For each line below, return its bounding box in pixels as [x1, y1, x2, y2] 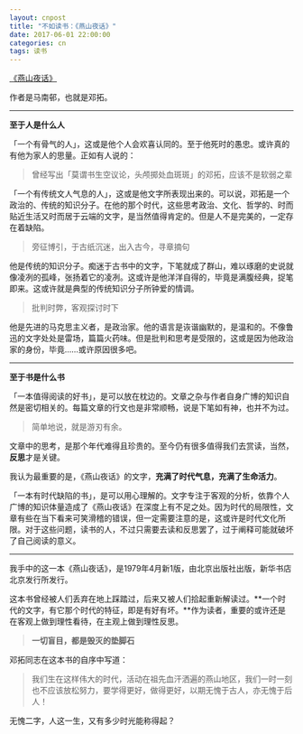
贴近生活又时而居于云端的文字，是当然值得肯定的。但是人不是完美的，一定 [9, 211, 286, 222]
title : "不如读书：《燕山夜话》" [9, 22, 117, 31]
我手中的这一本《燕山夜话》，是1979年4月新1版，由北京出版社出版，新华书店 [9, 563, 292, 574]
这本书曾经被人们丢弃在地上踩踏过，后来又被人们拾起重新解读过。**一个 [9, 593, 279, 605]
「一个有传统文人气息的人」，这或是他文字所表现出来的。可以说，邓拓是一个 [9, 189, 290, 200]
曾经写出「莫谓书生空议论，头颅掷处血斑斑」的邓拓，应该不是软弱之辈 [31, 169, 293, 181]
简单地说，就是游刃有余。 [31, 422, 127, 432]
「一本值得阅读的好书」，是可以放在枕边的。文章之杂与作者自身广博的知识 [9, 391, 282, 402]
